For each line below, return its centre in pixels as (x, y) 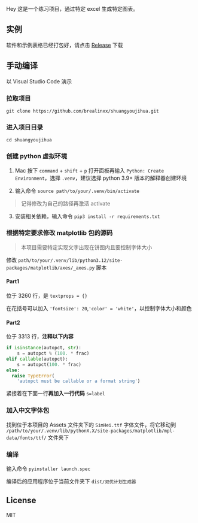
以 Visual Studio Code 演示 (39, 81)
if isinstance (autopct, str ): (44, 348)
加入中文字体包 (28, 410)
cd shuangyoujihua (29, 140)
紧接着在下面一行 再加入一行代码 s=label (56, 394)
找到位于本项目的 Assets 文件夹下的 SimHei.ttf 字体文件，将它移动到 (91, 425)
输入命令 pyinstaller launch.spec (48, 468)
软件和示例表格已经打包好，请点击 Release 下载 (65, 45)
